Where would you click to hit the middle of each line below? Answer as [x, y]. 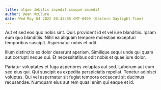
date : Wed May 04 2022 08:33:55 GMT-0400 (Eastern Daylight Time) [74, 18]
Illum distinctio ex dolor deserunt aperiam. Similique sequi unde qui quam [79, 52]
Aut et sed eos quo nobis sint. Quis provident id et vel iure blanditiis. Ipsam [80, 33]
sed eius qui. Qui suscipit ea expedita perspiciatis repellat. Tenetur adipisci [80, 72]
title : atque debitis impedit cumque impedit [52, 9]
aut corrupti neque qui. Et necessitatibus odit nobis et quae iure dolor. [76, 57]
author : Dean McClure [27, 14]
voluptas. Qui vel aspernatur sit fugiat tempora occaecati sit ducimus [75, 77]
